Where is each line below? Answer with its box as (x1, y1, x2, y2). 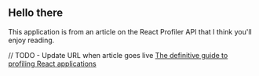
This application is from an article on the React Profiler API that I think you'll (8, 27, 253, 36)
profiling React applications (8, 59, 97, 68)
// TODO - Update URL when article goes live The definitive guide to (8, 50, 228, 60)
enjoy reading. (8, 35, 55, 45)
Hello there (8, 6, 64, 20)
